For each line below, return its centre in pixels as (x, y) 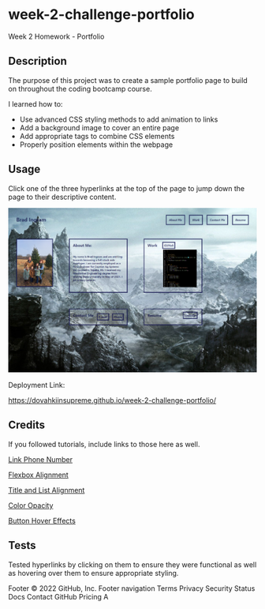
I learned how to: (35, 103)
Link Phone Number (41, 459)
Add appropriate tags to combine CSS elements (97, 136)
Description (37, 61)
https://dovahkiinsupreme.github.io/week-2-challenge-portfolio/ (112, 400)
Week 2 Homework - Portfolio (56, 36)
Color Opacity (31, 505)
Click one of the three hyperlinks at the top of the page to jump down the (127, 188)
